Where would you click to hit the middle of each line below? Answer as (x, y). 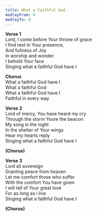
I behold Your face (25, 61)
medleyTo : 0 (18, 19)
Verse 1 (13, 34)
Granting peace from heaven (36, 171)
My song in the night (27, 125)
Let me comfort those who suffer (40, 177)
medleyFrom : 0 (21, 15)
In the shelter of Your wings (35, 130)
